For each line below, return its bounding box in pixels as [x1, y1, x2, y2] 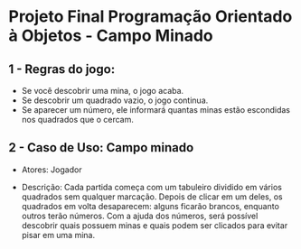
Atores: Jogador [21, 164, 82, 175]
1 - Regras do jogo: [8, 61, 116, 77]
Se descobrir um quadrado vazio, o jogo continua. [21, 95, 209, 106]
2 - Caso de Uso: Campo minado [8, 140, 194, 155]
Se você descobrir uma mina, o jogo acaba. [21, 86, 184, 96]
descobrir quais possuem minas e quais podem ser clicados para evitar [21, 219, 288, 231]
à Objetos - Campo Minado [8, 25, 213, 46]
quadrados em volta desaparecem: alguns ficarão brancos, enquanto [21, 200, 279, 211]
